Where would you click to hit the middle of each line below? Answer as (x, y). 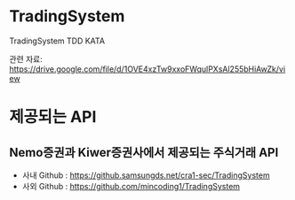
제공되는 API (53, 117)
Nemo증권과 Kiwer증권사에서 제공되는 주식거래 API (144, 152)
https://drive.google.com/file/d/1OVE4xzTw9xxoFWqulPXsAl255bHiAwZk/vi (147, 69)
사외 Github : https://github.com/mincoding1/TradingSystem (131, 186)
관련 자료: (26, 58)
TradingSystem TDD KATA (57, 41)
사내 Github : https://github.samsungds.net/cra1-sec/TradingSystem (146, 175)
